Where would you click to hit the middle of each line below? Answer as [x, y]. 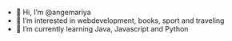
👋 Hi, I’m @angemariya [53, 12]
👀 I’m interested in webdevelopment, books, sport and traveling [120, 20]
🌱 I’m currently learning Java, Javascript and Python [102, 29]
